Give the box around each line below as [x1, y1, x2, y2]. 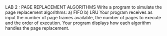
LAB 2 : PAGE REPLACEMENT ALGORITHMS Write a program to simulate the [5, 4, 162, 10]
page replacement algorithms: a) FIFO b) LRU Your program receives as [5, 9, 153, 15]
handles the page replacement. [5, 25, 69, 31]
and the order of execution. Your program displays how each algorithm [5, 20, 151, 26]
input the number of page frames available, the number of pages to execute [5, 15, 161, 20]
